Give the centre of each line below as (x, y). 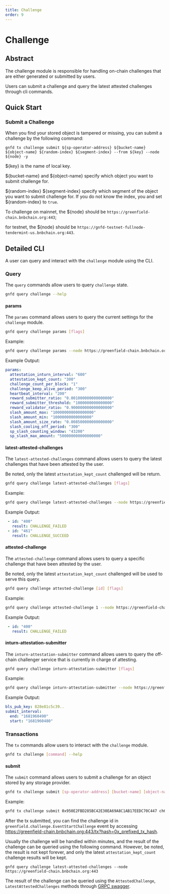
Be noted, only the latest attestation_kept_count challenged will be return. (83, 474)
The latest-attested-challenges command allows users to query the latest (83, 459)
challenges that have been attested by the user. (55, 464)
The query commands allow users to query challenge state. (67, 285)
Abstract (19, 59)
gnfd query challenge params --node (44, 351)
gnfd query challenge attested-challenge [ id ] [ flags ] (64, 588)
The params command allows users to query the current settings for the (79, 317)
